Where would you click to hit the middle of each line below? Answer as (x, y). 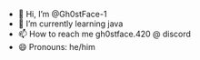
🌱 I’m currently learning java (70, 24)
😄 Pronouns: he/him (56, 47)
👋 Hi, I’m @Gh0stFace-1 (62, 14)
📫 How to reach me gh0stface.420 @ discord (104, 34)
